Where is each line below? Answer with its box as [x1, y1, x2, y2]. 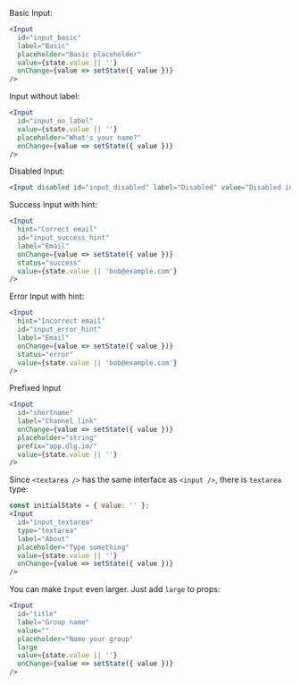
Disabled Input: [9, 165, 65, 177]
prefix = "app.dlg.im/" [17, 442, 98, 451]
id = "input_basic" [17, 33, 82, 42]
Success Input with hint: [9, 199, 98, 210]
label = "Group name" [17, 617, 90, 627]
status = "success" [17, 258, 82, 267]
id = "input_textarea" [17, 518, 94, 527]
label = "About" [17, 534, 70, 544]
